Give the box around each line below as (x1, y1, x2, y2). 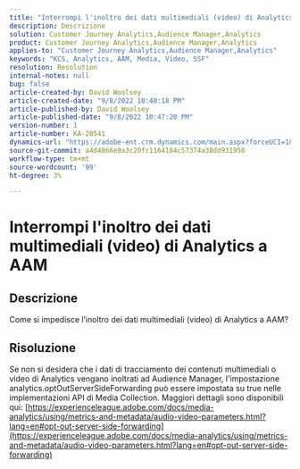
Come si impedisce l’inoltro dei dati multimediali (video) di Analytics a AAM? (9, 314, 288, 325)
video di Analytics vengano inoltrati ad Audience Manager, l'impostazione (9, 373, 279, 384)
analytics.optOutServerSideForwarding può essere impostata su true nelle (9, 383, 282, 394)
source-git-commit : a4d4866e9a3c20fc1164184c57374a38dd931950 (9, 146, 246, 155)
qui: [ (9, 402, 29, 413)
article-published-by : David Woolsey (9, 105, 150, 113)
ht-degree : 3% (9, 171, 62, 180)
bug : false (9, 80, 50, 88)
